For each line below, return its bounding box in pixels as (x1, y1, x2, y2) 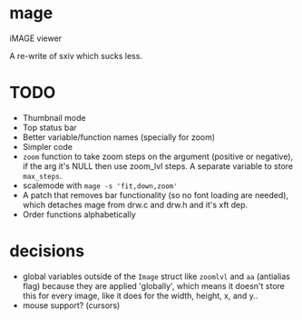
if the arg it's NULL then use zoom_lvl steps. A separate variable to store (22, 160, 293, 171)
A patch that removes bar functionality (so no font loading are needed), (22, 189, 288, 200)
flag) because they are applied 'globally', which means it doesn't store (22, 280, 286, 291)
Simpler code (22, 141, 73, 152)
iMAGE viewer (9, 33, 62, 44)
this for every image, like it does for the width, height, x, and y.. (22, 290, 258, 301)
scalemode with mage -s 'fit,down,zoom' (22, 180, 179, 191)
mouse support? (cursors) (22, 299, 121, 311)
